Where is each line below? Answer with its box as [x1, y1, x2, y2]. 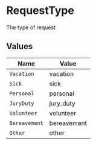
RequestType [6, 4, 74, 18]
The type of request [6, 24, 56, 31]
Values [6, 41, 33, 52]
